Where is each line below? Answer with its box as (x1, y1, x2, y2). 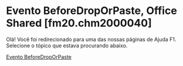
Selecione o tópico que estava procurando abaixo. (6, 42, 128, 49)
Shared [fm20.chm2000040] (6, 16, 152, 30)
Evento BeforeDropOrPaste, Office (6, 4, 177, 18)
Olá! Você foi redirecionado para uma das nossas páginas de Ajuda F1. (6, 36, 177, 43)
